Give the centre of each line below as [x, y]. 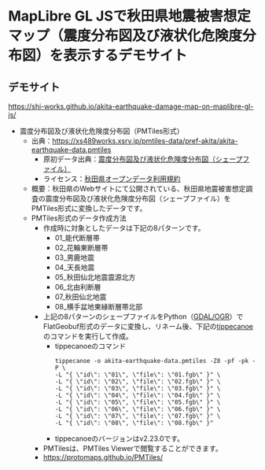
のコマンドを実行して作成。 [88, 336]
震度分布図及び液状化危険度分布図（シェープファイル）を [138, 198]
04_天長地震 [75, 267]
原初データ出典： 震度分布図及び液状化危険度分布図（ [129, 159]
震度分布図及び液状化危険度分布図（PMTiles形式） [101, 131]
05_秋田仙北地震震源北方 [95, 277]
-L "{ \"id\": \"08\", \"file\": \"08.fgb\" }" [134, 423]
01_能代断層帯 [77, 238]
